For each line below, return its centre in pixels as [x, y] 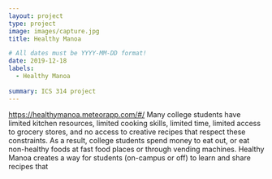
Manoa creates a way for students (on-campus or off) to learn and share [130, 157]
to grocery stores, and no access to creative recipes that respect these [127, 132]
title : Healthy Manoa [45, 39]
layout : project [36, 16]
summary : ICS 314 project [52, 91]
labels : [22, 69]
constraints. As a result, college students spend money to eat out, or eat [129, 140]
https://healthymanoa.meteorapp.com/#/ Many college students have [125, 114]
